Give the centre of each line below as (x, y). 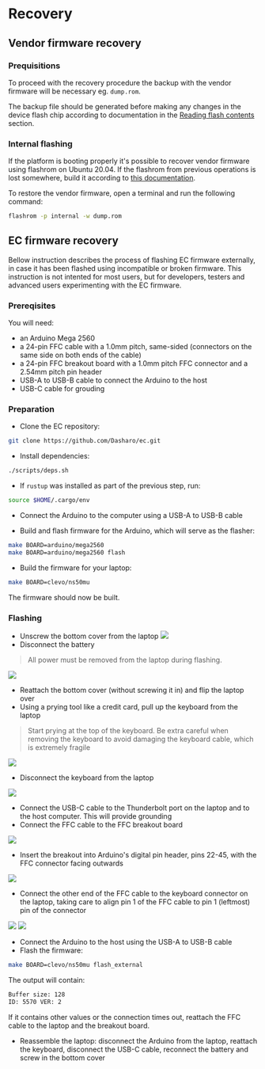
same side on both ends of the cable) (81, 355)
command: (26, 202)
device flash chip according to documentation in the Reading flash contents (131, 115)
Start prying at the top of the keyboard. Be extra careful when (128, 730)
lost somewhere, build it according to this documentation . (102, 178)
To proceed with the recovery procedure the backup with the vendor (120, 82)
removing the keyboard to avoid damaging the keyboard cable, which (140, 739)
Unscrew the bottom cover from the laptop (89, 636)
